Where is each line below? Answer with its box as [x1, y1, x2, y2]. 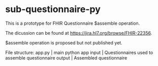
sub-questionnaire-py [5, 4, 101, 15]
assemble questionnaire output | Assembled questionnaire [5, 54, 128, 61]
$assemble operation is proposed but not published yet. [5, 39, 123, 46]
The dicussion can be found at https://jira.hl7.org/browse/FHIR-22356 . [5, 30, 152, 36]
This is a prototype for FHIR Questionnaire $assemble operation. [5, 20, 140, 26]
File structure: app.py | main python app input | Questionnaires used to [5, 49, 153, 55]
